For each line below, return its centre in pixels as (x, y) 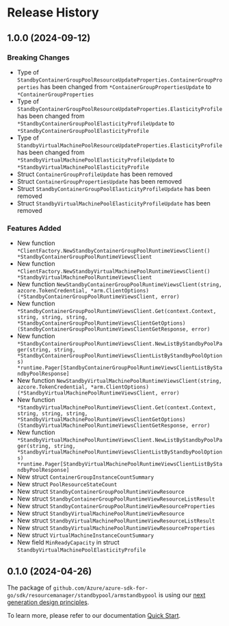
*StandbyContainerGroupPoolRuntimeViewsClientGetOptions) (101, 323)
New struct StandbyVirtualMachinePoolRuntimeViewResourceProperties (116, 528)
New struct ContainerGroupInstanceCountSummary (85, 477)
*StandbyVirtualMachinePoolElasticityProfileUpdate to (96, 160)
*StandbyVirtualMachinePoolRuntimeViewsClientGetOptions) (101, 420)
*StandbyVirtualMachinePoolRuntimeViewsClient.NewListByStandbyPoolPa (120, 440)
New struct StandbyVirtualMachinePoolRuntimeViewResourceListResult (116, 521)
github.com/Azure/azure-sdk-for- (100, 588)
